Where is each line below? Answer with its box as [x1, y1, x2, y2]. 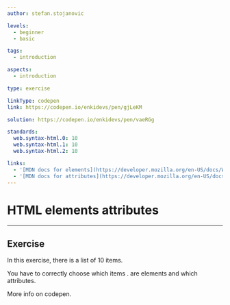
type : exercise [7, 85, 51, 92]
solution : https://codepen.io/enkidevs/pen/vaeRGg [7, 116, 155, 123]
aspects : [7, 66, 32, 73]
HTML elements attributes [7, 202, 159, 218]
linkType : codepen [7, 97, 60, 104]
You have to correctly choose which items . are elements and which [7, 269, 199, 278]
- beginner [13, 29, 44, 36]
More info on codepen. [7, 290, 72, 298]
